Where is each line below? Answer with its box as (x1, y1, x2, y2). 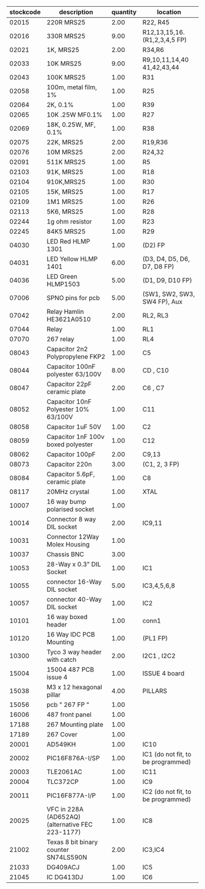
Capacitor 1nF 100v (46, 433, 105, 441)
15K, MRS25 (46, 187, 84, 196)
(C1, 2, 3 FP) (142, 460, 180, 468)
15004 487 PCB (46, 666, 95, 673)
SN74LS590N (46, 853, 87, 862)
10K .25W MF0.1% (46, 111, 103, 118)
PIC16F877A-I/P (46, 791, 96, 799)
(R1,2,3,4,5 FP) (142, 36, 187, 44)
